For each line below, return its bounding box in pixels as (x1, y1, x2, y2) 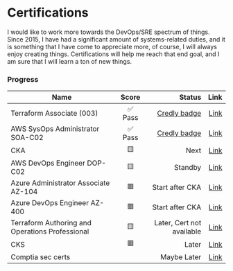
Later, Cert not (154, 218, 202, 228)
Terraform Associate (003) (10, 109, 98, 119)
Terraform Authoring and (10, 218, 92, 228)
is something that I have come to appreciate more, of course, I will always (7, 42, 217, 51)
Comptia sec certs (10, 252, 71, 262)
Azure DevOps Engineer (10, 198, 89, 208)
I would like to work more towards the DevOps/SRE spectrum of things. (7, 28, 210, 36)
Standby (174, 163, 202, 173)
